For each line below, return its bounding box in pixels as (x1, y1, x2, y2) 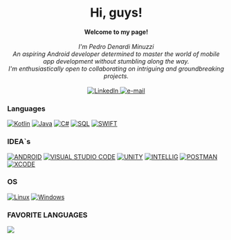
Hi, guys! (89, 5, 143, 21)
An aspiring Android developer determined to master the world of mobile (12, 50, 220, 58)
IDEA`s (7, 137, 31, 147)
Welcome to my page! (84, 28, 149, 36)
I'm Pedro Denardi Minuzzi (78, 42, 154, 50)
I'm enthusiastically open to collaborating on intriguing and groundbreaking (8, 64, 225, 73)
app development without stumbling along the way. (43, 57, 190, 65)
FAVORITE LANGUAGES (7, 210, 88, 219)
